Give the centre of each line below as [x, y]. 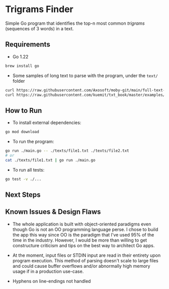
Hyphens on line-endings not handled [52, 281]
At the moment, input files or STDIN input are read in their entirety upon [87, 255]
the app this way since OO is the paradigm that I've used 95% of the [83, 235]
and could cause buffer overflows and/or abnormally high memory [81, 266]
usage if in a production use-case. [48, 271]
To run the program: [33, 142]
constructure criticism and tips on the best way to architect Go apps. [83, 245]
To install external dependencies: [47, 123]
